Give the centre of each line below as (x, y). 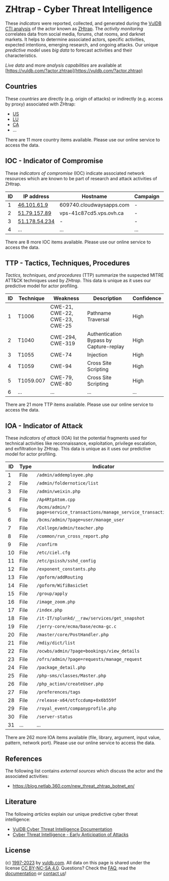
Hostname (94, 196)
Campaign (147, 196)
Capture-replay (106, 347)
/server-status (55, 717)
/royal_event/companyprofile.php (76, 709)
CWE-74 (61, 355)
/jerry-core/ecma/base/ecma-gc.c (76, 627)
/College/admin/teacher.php (70, 528)
